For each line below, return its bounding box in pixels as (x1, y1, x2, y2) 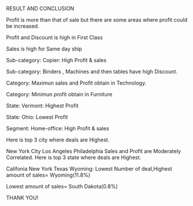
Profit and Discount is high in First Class (6, 34, 103, 40)
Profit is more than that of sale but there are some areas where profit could (6, 16, 188, 23)
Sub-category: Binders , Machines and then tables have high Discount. (6, 68, 178, 75)
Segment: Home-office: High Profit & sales (6, 125, 109, 131)
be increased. (6, 23, 39, 29)
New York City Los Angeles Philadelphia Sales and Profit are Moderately (6, 148, 181, 154)
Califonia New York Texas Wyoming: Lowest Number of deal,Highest (6, 166, 172, 172)
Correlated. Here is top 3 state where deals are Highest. (6, 154, 141, 161)
